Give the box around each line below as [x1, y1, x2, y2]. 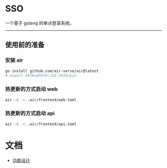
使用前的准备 [5, 41, 45, 49]
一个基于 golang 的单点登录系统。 [5, 20, 74, 26]
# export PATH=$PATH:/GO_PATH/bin [5, 73, 77, 78]
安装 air [5, 57, 23, 64]
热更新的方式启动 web [5, 85, 58, 92]
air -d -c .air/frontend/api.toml [5, 121, 77, 127]
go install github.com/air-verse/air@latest [5, 68, 99, 74]
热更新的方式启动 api [5, 110, 55, 117]
